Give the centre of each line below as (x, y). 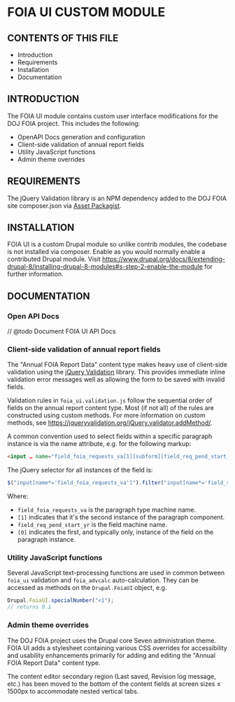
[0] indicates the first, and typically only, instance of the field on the (115, 532)
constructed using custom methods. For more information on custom (106, 415)
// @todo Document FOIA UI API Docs (62, 331)
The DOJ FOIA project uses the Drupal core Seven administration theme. (112, 640)
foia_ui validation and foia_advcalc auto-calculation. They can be (103, 580)
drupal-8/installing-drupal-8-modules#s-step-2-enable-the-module (105, 267)
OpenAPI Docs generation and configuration (81, 136)
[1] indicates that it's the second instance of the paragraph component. (121, 517)
